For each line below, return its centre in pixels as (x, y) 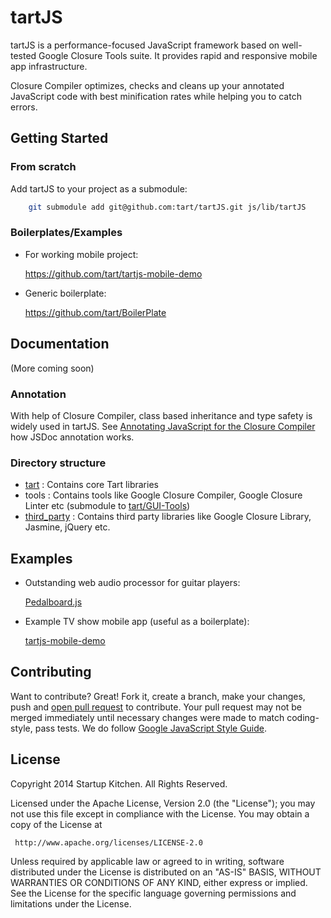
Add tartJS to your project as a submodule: (99, 188)
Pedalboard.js (53, 602)
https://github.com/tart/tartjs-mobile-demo (113, 273)
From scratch (43, 167)
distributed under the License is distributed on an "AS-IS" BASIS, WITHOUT (166, 872)
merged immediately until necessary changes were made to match (147, 717)
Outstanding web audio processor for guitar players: (132, 583)
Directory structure (58, 463)
